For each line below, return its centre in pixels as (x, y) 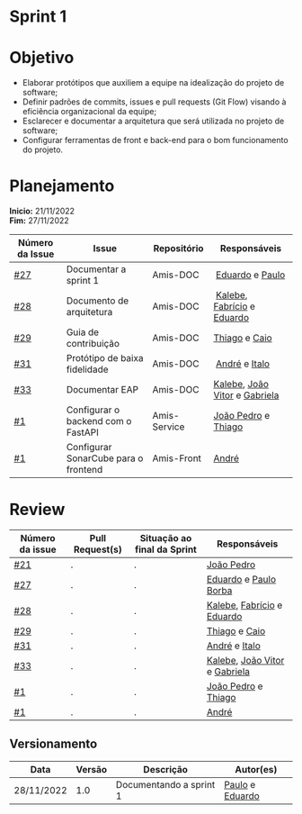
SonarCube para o (105, 458)
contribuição (93, 344)
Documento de (98, 301)
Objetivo (42, 58)
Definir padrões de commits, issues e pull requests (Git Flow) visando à (154, 102)
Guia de (83, 332)
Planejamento (62, 186)
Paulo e (240, 784)
